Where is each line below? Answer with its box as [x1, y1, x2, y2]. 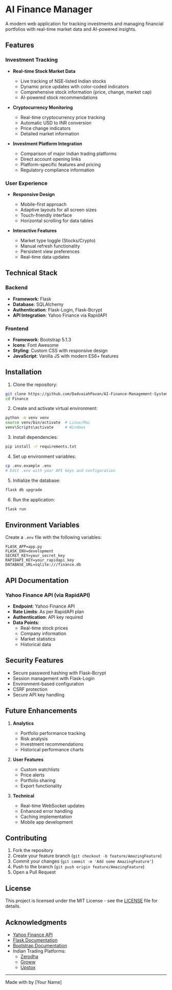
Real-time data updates [20, 254, 70, 260]
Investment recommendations [20, 741, 83, 747]
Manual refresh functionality [20, 243, 80, 249]
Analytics [12, 720, 34, 726]
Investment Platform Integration [12, 140, 83, 147]
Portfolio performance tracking [20, 730, 85, 736]
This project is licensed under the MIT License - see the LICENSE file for [5, 898, 158, 904]
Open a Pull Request [12, 869, 56, 876]
